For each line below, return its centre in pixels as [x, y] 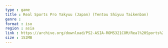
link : [12, 33]
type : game [17, 10]
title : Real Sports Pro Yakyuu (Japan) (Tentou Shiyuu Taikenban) [77, 14]
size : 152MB [19, 38]
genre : [13, 19]
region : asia [20, 28]
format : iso [19, 24]
